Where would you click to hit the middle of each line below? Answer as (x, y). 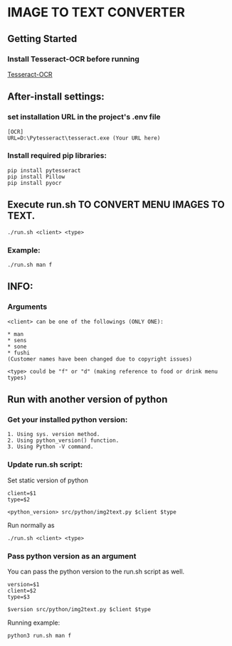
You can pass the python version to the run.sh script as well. (96, 571)
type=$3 (19, 597)
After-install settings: (56, 97)
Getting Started (42, 39)
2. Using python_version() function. (63, 441)
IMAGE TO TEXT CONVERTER (96, 12)
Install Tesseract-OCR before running (74, 59)
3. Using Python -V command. (51, 447)
